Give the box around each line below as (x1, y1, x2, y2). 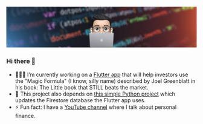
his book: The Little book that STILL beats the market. (14, 83, 149, 91)
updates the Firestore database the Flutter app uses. (14, 96, 146, 103)
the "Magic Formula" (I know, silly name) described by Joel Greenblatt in (14, 77, 196, 85)
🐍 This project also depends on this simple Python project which (14, 90, 175, 97)
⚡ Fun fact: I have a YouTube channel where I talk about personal (14, 103, 177, 111)
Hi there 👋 (6, 57, 36, 65)
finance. (14, 112, 36, 119)
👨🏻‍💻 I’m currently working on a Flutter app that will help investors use (14, 71, 188, 78)
